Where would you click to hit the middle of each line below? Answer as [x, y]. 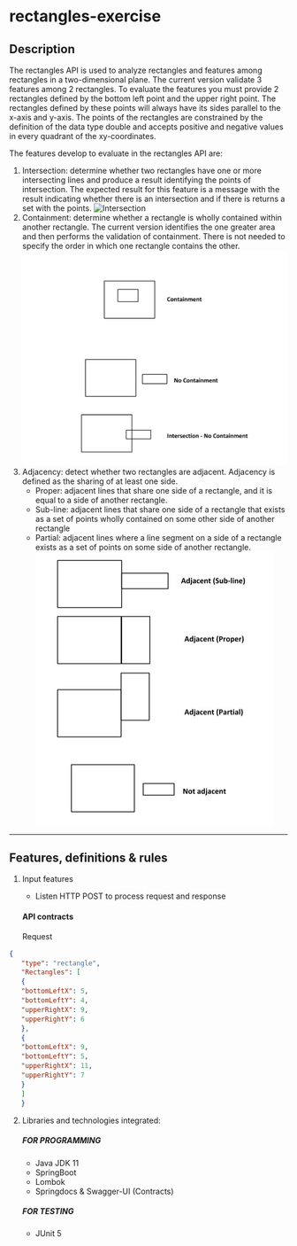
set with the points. [57, 208]
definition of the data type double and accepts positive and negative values [147, 127]
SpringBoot [56, 1172]
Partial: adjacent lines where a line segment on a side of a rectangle [158, 537]
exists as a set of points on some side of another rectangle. [143, 547]
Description [42, 49]
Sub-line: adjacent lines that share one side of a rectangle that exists [160, 509]
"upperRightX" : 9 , [55, 1009]
